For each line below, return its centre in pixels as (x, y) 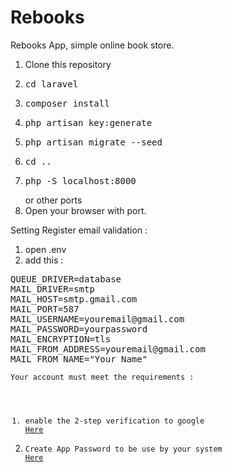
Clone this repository (68, 64)
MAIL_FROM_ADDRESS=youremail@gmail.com (108, 349)
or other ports (53, 200)
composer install (67, 103)
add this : (44, 260)
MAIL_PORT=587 (45, 309)
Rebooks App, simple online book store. (92, 45)
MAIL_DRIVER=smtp (52, 289)
